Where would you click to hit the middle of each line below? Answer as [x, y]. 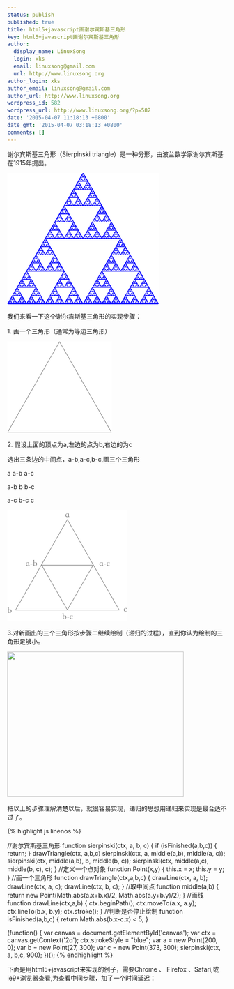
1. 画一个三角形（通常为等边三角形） [59, 331]
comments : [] [26, 133]
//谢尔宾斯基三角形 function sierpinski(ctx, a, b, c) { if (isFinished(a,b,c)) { [112, 845]
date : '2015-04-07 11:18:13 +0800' [59, 118]
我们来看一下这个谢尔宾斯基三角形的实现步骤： [74, 316]
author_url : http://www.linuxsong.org [63, 96]
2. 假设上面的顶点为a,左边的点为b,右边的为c [70, 444]
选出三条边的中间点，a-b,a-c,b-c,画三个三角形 [74, 459]
